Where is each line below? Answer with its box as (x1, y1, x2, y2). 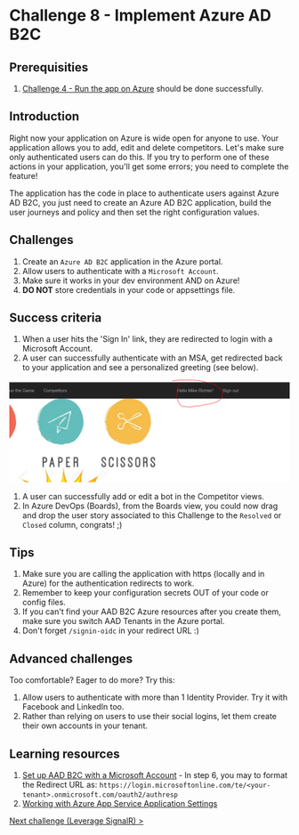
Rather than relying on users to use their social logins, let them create (21, 711, 278, 722)
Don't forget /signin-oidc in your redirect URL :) (21, 625, 199, 636)
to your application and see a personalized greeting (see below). (21, 362, 259, 373)
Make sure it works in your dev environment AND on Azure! (21, 275, 240, 286)
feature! (9, 170, 38, 181)
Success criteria (9, 311, 102, 326)
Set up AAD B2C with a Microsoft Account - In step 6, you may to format (21, 769, 287, 780)
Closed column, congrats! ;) (21, 519, 123, 530)
